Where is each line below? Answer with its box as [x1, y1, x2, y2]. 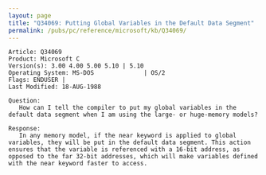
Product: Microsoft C [8, 55, 80, 64]
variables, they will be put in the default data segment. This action [8, 138, 251, 147]
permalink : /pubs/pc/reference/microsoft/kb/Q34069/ [8, 26, 187, 34]
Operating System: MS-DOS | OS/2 [8, 69, 166, 77]
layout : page [8, 11, 52, 20]
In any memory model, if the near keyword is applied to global [18, 132, 237, 140]
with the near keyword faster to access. [8, 160, 148, 168]
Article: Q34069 [8, 49, 62, 56]
